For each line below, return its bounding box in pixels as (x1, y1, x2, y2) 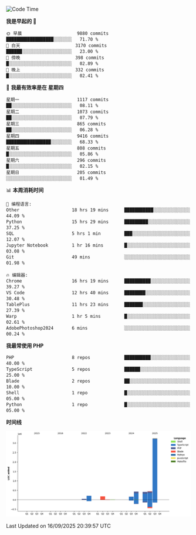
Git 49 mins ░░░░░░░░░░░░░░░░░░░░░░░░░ (6, 254, 191, 260)
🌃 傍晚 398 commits (6, 55, 104, 61)
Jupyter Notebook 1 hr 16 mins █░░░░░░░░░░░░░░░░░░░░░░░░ (6, 242, 191, 248)
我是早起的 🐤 (6, 18, 37, 25)
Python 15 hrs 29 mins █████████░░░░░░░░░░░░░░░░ (6, 219, 191, 225)
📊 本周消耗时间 (6, 187, 44, 194)
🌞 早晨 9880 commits (6, 31, 109, 36)
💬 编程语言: (6, 201, 32, 207)
